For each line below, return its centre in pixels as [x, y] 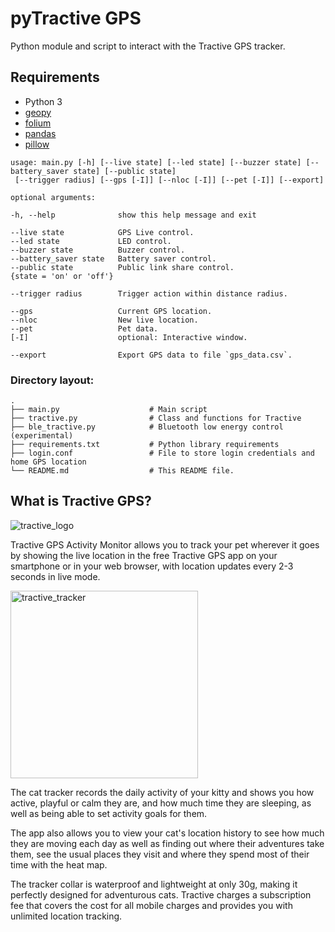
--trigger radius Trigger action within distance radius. [149, 293]
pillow [37, 144]
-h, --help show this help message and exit [133, 215]
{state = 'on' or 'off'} [62, 276]
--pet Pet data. [84, 328]
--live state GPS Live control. [102, 232]
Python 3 [43, 101]
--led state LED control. [91, 241]
